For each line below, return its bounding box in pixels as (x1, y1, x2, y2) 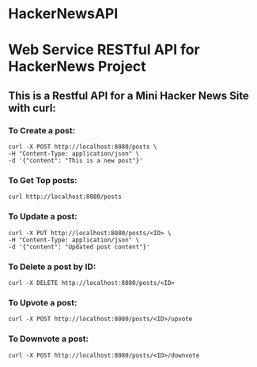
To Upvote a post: (8, 297, 77, 308)
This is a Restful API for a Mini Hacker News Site (8, 88, 249, 103)
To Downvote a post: (8, 333, 89, 344)
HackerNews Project (8, 58, 146, 76)
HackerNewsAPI (8, 5, 119, 23)
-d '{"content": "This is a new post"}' (8, 157, 144, 165)
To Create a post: (8, 125, 76, 136)
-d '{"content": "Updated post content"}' (8, 242, 150, 251)
